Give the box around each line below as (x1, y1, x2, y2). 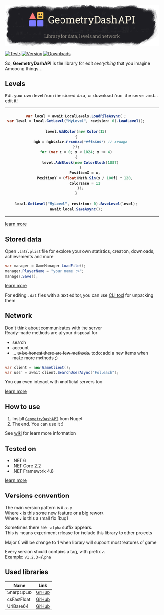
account (12, 344, 29, 350)
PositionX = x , (69, 170, 101, 175)
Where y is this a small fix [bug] (5, 515, 68, 521)
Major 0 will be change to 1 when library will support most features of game (5, 539, 157, 545)
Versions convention (5, 492, 70, 500)
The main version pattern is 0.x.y (5, 504, 72, 510)
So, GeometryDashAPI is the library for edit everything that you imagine (5, 60, 150, 66)
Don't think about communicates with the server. (5, 325, 103, 331)
